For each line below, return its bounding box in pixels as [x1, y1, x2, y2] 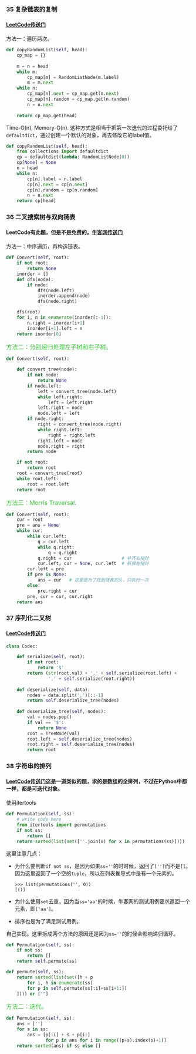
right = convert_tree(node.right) [37, 421, 122, 427]
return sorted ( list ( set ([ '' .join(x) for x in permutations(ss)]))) [16, 838, 185, 844]
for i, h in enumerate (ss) [27, 980, 93, 986]
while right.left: [37, 427, 83, 432]
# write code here [16, 817, 62, 822]
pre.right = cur [37, 588, 77, 594]
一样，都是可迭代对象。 [6, 785, 63, 792]
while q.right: [37, 544, 75, 550]
